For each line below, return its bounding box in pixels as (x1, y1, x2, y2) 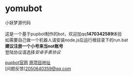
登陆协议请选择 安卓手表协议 (5, 49, 61, 55)
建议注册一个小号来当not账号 (5, 43, 63, 49)
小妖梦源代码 (5, 19, 31, 25)
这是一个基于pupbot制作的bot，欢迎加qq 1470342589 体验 (5, 31, 122, 37)
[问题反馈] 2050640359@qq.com (5, 65, 72, 71)
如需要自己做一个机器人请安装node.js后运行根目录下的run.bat (5, 37, 128, 43)
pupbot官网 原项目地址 (5, 59, 51, 65)
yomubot (5, 3, 42, 14)
